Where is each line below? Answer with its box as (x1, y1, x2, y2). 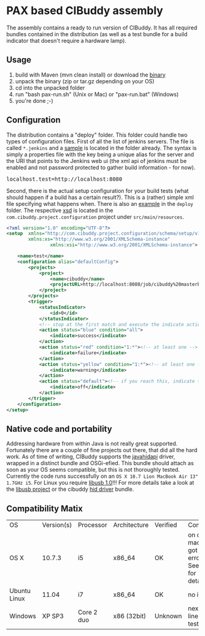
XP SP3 (41, 612, 64, 621)
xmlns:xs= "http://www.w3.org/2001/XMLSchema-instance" (28, 237, 171, 243)
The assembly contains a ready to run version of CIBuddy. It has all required (6, 24, 197, 31)
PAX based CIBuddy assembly (6, 4, 164, 18)
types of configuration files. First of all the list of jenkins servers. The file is (6, 137, 194, 145)
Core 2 (77, 608, 98, 616)
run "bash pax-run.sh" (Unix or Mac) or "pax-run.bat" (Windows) (15, 90, 179, 98)
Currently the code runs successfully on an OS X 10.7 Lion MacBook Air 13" (6, 472, 198, 480)
